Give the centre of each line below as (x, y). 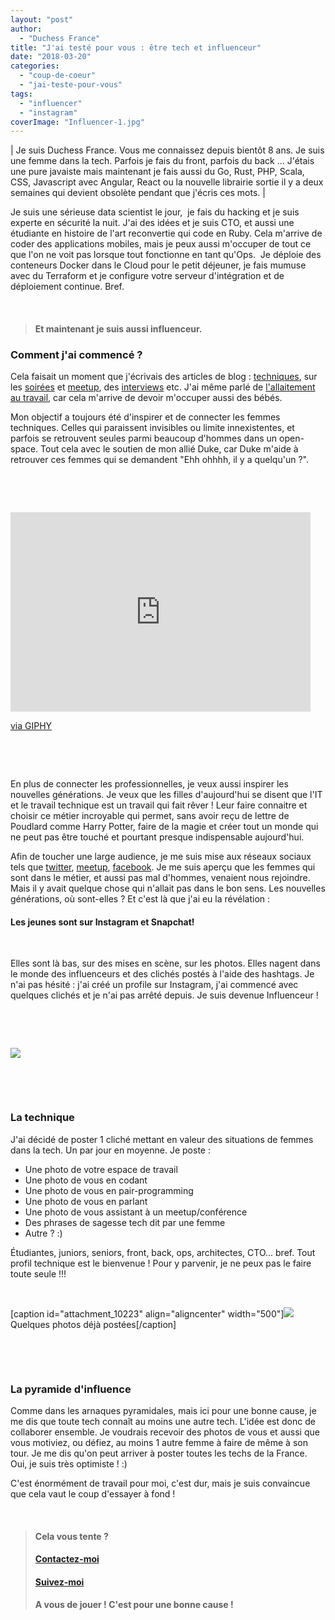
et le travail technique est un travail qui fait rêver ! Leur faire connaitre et (159, 805)
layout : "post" (42, 19)
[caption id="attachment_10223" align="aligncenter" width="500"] (147, 1313)
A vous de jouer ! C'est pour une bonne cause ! (134, 1605)
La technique (42, 1118)
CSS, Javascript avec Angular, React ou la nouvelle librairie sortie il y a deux (167, 182)
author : (26, 29)
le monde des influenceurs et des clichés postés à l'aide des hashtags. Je (162, 974)
